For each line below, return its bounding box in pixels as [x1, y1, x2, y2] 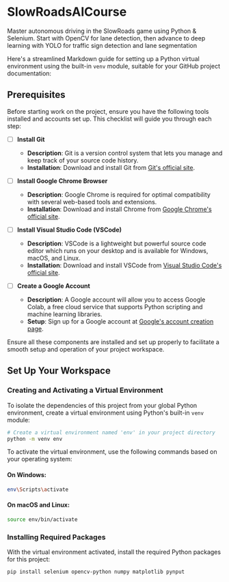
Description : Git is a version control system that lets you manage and [27, 149, 223, 157]
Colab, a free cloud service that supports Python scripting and [27, 303, 203, 311]
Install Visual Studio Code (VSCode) [16, 226, 122, 234]
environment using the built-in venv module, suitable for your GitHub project [7, 62, 221, 70]
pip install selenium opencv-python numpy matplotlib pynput [7, 568, 185, 575]
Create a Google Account [16, 282, 90, 290]
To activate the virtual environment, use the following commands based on [7, 448, 217, 456]
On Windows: [7, 471, 46, 479]
